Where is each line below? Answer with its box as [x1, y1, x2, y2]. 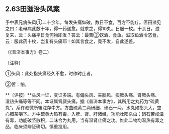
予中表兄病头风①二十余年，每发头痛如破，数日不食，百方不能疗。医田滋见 [5, 19, 161, 25]
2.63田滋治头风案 [5, 5, 60, 14]
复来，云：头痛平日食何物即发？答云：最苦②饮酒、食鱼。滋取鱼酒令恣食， [5, 32, 161, 38]
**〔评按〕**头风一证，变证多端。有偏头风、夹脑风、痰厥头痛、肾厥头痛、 [5, 92, 160, 98]
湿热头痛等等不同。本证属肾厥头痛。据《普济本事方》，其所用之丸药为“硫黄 [5, 98, 159, 104]
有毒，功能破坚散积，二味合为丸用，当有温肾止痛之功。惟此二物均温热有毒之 [5, 117, 164, 123]
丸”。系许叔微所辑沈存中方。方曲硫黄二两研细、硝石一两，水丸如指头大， [5, 104, 157, 110]
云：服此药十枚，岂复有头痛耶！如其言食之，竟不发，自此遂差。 [5, 38, 137, 44]
